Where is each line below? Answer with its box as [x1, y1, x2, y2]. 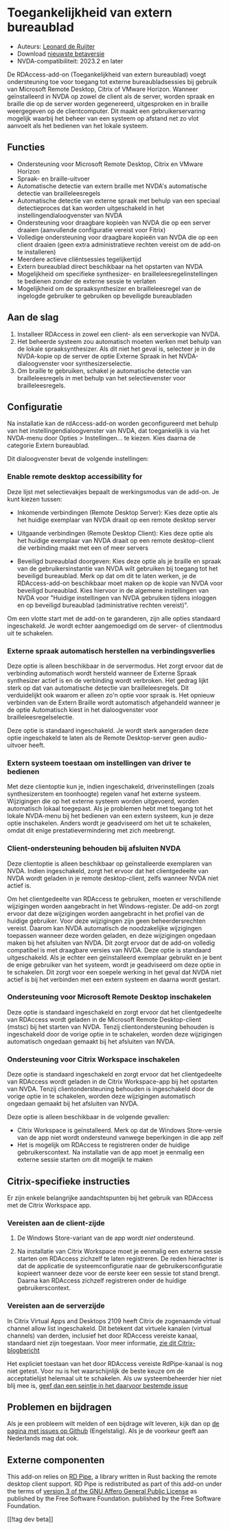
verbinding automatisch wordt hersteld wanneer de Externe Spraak [7, 669, 197, 677]
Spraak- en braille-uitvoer [16, 174, 91, 183]
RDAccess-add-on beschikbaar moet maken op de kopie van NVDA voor [16, 579, 223, 587]
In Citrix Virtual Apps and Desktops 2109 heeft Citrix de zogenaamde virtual [7, 1316, 221, 1325]
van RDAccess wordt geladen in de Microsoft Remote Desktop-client [7, 1015, 201, 1023]
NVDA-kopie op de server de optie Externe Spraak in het [16, 351, 177, 360]
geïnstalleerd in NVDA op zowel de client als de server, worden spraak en [7, 92, 215, 101]
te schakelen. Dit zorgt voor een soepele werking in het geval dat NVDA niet [7, 968, 222, 976]
